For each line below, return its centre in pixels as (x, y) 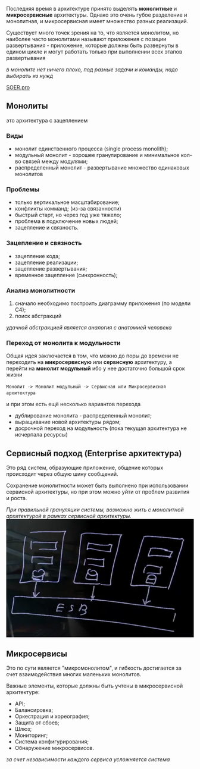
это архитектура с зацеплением (47, 120)
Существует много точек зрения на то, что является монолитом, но (93, 33)
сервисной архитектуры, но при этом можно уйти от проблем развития (98, 492)
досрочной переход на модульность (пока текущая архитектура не (101, 428)
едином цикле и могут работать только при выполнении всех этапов (94, 52)
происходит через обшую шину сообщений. (62, 474)
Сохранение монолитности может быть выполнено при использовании (97, 486)
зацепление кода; (37, 256)
